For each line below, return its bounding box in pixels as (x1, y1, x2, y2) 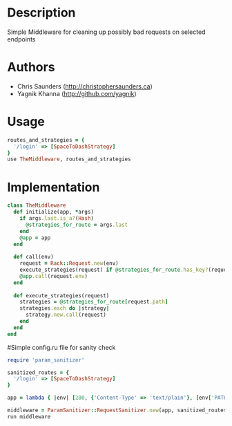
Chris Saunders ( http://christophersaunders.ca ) (17, 82, 153, 91)
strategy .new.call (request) (25, 311, 107, 319)
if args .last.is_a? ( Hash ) (19, 215, 95, 222)
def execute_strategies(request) (13, 292, 110, 299)
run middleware (7, 413, 51, 420)
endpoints (7, 35, 36, 43)
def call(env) (13, 254, 54, 261)
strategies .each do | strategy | (19, 305, 110, 312)
